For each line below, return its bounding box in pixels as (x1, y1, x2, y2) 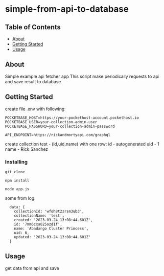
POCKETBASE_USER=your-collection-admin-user (5, 119, 97, 124)
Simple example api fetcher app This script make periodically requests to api (5, 73, 160, 79)
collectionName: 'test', (14, 213, 65, 218)
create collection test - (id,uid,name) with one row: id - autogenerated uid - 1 (5, 141, 160, 147)
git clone (5, 169, 25, 174)
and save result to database (5, 78, 61, 84)
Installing (5, 158, 28, 165)
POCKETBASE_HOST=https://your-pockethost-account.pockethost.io (5, 115, 139, 120)
